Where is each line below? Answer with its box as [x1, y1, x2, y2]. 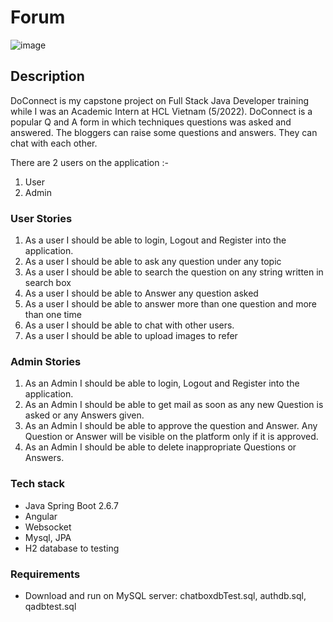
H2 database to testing [24, 542, 120, 554]
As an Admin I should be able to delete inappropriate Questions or [24, 441, 297, 453]
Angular [24, 510, 58, 522]
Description [10, 68, 85, 85]
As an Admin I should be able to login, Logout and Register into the [24, 377, 300, 390]
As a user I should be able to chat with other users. [24, 319, 235, 331]
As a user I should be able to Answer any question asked [24, 287, 259, 300]
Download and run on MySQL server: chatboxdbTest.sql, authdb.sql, [24, 589, 307, 601]
